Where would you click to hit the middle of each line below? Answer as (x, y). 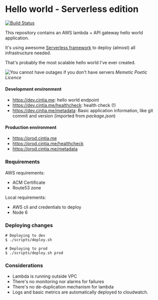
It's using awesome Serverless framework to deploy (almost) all (70, 47)
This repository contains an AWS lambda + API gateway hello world (74, 32)
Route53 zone (27, 187)
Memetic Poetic (131, 72)
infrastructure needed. (28, 53)
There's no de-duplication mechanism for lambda (63, 287)
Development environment (33, 89)
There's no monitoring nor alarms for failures (58, 282)
